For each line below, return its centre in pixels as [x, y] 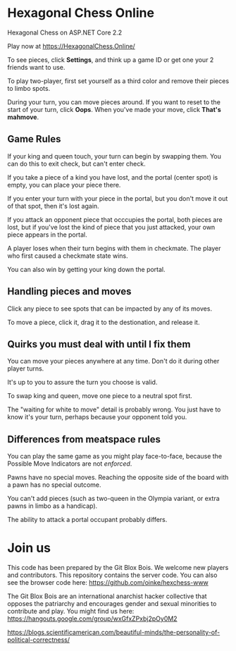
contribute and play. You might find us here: [71, 612]
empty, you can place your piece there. [64, 185]
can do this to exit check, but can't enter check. [76, 163]
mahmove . [23, 117]
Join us [29, 548]
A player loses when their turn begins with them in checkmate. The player [114, 248]
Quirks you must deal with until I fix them [99, 344]
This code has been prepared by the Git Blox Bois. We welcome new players [118, 568]
